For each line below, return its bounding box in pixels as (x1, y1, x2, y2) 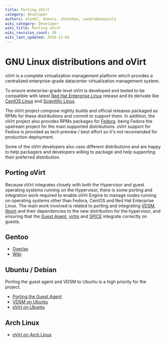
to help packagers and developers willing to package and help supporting (5, 149, 156, 155)
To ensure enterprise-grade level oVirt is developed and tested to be (5, 87, 145, 93)
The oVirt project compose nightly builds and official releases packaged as (5, 108, 158, 114)
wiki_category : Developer (5, 21, 58, 26)
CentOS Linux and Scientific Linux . (5, 98, 76, 104)
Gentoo (5, 233, 29, 241)
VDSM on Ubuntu (12, 299, 49, 305)
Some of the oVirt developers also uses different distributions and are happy (5, 143, 161, 149)
